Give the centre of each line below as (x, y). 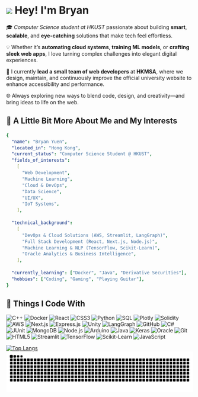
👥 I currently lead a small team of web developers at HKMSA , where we (95, 71)
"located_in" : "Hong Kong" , (46, 148)
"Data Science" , (42, 191)
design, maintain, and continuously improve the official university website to (99, 78)
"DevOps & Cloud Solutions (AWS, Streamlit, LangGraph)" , (95, 235)
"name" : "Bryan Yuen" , (39, 142)
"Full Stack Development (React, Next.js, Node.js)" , (90, 241)
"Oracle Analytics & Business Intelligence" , (79, 254)
